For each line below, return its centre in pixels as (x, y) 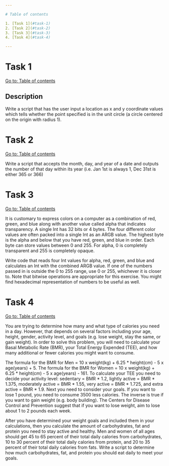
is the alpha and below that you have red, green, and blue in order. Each (80, 240)
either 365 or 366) (24, 174)
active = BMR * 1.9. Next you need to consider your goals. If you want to (80, 389)
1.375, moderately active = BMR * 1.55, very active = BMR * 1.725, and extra (84, 384)
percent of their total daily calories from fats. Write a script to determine (80, 447)
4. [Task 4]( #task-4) (28, 38)
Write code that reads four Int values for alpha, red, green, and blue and (80, 260)
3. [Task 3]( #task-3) (28, 33)
